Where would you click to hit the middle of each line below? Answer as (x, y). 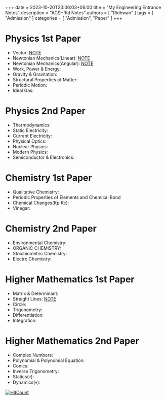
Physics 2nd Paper (46, 111)
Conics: (20, 365)
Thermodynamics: (32, 125)
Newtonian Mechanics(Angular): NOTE (53, 63)
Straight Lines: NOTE (34, 298)
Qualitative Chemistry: (36, 192)
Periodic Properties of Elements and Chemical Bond (67, 197)
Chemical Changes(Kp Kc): (41, 203)
